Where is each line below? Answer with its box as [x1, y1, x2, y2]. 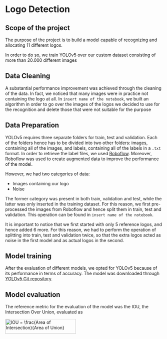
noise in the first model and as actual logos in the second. [5, 237, 124, 243]
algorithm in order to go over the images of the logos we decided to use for [5, 101, 160, 107]
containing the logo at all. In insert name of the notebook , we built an [5, 95, 149, 101]
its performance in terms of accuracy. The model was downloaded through [5, 270, 160, 277]
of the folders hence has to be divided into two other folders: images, [5, 140, 148, 146]
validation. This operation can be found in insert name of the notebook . [5, 211, 154, 217]
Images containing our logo [12, 180, 69, 186]
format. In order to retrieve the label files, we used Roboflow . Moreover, [5, 150, 152, 156]
